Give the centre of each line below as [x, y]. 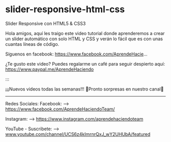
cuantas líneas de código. [32, 44]
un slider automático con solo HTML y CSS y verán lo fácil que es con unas [84, 39]
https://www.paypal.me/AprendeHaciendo [50, 69]
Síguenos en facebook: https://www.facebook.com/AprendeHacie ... [76, 54]
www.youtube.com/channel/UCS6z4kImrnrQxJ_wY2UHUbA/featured [78, 134]
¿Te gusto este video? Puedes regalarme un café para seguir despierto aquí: [85, 64]
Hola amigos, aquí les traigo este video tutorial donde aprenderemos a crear [85, 33]
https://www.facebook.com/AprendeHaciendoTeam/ [60, 109]
